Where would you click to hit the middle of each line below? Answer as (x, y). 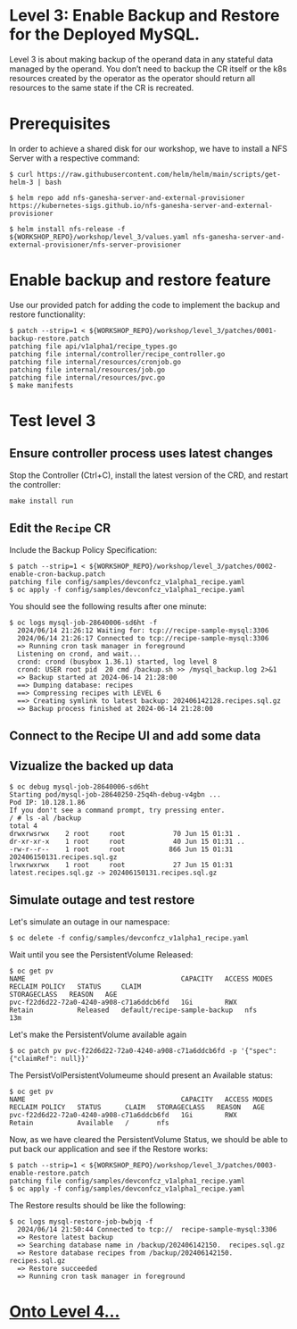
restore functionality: (48, 314)
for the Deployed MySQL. (105, 34)
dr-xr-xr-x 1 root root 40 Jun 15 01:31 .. (127, 841)
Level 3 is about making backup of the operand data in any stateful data (141, 59)
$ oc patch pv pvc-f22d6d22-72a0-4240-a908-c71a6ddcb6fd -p (124, 1050)
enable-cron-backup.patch (57, 574)
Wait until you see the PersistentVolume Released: (101, 954)
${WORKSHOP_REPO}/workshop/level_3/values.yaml (99, 237)
